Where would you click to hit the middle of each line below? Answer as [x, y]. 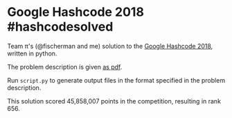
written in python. [32, 53]
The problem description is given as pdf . [65, 67]
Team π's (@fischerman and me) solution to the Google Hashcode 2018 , [110, 46]
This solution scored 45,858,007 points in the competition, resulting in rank [114, 101]
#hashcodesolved [60, 27]
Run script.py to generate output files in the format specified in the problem [116, 80]
